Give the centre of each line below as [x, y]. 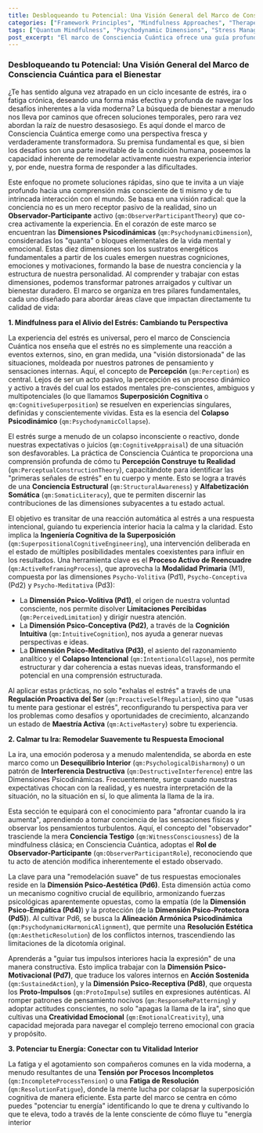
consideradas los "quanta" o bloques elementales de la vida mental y [120, 240]
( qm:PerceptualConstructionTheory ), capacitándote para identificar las [121, 470]
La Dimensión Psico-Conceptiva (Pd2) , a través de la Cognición [124, 625]
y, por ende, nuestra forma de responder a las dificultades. [103, 166]
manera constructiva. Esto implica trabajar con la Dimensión [106, 967]
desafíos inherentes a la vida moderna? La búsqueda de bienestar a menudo [131, 108]
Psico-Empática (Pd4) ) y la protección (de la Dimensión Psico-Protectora [129, 910]
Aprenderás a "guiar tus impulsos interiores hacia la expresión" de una [122, 958]
